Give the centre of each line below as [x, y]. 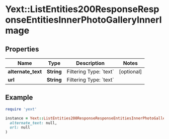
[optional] [131, 72]
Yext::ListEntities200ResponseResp [82, 9]
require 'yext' [21, 109]
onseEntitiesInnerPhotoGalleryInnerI [83, 20]
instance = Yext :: [24, 118]
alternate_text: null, [33, 123]
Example [19, 98]
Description [90, 63]
